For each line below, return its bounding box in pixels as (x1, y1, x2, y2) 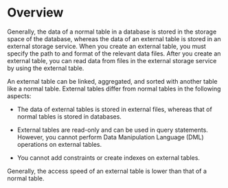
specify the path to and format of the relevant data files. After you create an (7, 49, 221, 58)
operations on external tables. (16, 140, 102, 148)
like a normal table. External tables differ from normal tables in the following (7, 84, 221, 93)
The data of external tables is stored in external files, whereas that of (16, 105, 213, 113)
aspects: (7, 91, 32, 100)
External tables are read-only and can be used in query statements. (16, 126, 208, 134)
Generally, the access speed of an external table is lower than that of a (7, 167, 207, 175)
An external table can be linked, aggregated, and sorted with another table (7, 77, 218, 85)
